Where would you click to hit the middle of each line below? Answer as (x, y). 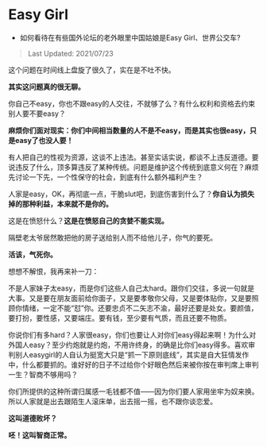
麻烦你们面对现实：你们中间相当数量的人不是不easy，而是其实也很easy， (129, 130)
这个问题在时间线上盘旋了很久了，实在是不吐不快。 (92, 70)
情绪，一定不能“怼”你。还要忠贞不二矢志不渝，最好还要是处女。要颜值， (140, 308)
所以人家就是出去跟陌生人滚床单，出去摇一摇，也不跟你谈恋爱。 (112, 401)
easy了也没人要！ (44, 140)
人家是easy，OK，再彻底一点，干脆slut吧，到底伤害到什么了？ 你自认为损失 (132, 194)
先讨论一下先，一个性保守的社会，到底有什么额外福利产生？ (106, 177)
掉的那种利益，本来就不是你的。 (60, 203)
